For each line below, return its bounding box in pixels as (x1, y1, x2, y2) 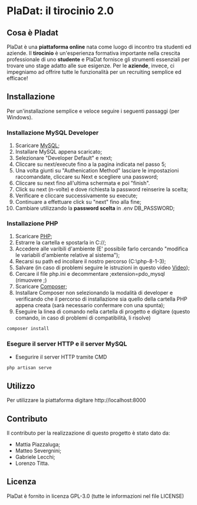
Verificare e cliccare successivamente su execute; (15, 192, 138, 199)
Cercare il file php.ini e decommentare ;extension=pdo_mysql (15, 271, 165, 278)
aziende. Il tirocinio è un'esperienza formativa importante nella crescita (6, 50, 180, 57)
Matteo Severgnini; (15, 447, 61, 454)
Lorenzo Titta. (15, 460, 50, 467)
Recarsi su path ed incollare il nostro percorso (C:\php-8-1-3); (15, 258, 166, 265)
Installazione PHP (6, 220, 58, 228)
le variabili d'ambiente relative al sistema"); (15, 252, 120, 259)
